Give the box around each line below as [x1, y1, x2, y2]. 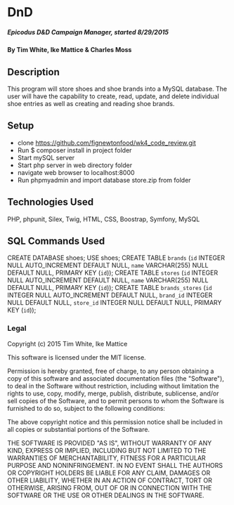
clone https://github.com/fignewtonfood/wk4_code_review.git [17, 138, 197, 147]
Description [7, 66, 60, 78]
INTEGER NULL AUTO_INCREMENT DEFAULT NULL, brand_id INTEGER [7, 291, 213, 299]
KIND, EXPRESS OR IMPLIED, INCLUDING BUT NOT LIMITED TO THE [7, 446, 207, 454]
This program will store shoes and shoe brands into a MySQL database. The [7, 84, 227, 93]
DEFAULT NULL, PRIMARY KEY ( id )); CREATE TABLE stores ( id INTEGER [7, 268, 219, 277]
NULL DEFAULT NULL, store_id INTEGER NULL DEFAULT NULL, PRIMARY [7, 299, 222, 307]
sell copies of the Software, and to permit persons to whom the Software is [7, 396, 225, 405]
